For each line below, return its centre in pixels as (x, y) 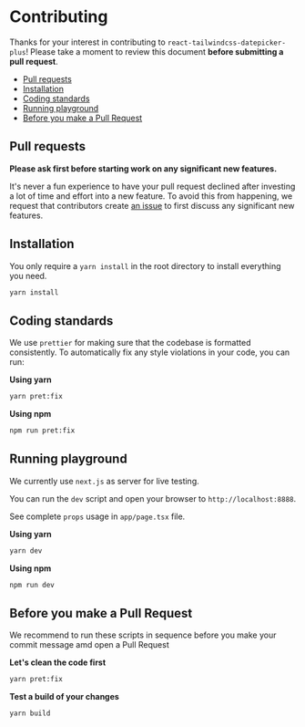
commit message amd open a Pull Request (90, 645)
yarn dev (26, 550)
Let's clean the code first (58, 662)
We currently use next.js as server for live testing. (105, 481)
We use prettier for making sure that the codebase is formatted (130, 343)
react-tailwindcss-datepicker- (227, 43)
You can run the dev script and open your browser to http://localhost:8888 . (153, 498)
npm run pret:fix (42, 431)
